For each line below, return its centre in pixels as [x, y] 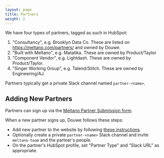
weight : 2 [15, 19]
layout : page [18, 10]
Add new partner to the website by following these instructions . [77, 130]
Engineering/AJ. [29, 74]
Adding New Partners [39, 99]
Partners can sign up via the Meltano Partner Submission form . [69, 111]
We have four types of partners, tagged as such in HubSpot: [66, 33]
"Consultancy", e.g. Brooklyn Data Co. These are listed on [71, 42]
